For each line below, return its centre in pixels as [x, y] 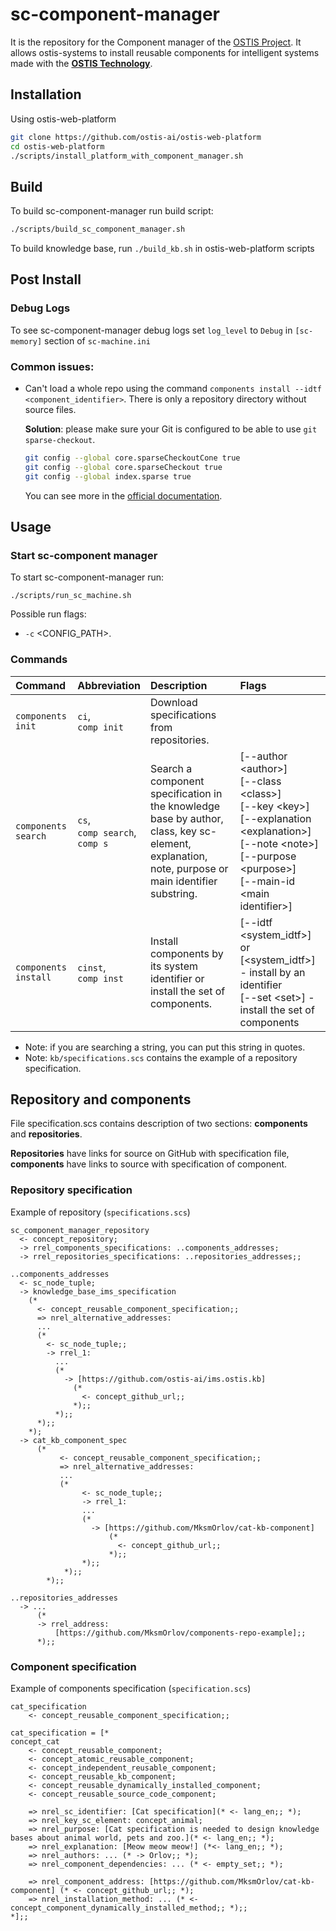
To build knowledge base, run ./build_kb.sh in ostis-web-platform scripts [162, 249]
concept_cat [35, 1742]
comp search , [107, 832]
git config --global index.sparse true [108, 476]
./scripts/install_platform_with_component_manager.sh [127, 156]
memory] [26, 341]
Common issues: [52, 366]
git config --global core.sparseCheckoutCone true [132, 458]
